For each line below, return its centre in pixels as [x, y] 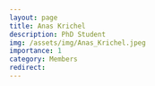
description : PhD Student [57, 34]
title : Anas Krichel [48, 26]
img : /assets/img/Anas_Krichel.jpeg [77, 43]
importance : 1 [36, 51]
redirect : [28, 68]
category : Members [43, 59]
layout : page [34, 17]
